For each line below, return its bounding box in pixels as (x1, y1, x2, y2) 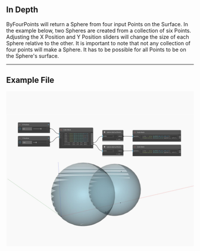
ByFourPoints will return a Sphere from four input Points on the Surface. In (6, 20, 189, 27)
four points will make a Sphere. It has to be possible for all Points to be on (6, 46, 186, 53)
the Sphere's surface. (6, 52, 60, 59)
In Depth (6, 5, 39, 15)
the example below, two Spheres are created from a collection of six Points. (6, 27, 192, 34)
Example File (6, 75, 55, 85)
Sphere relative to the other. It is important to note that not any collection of (6, 39, 190, 47)
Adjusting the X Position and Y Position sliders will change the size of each (6, 33, 189, 41)
